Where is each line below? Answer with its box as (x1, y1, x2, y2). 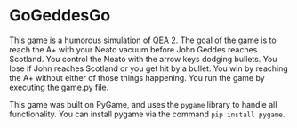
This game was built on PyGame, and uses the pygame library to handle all (9, 99, 277, 109)
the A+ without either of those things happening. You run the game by (9, 72, 265, 83)
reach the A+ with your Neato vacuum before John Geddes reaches (9, 44, 258, 54)
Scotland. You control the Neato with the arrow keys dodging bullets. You (9, 53, 277, 64)
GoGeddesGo (9, 5, 111, 26)
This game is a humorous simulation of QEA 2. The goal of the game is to (9, 35, 277, 45)
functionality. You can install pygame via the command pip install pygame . (9, 108, 285, 119)
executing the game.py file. (9, 82, 109, 92)
